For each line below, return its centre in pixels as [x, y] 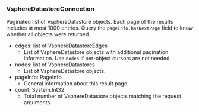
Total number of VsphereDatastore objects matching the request [102, 96]
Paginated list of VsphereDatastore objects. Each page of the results [90, 22]
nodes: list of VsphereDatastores [55, 65]
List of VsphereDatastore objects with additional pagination [96, 52]
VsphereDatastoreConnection [50, 9]
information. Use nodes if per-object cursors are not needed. [97, 59]
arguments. [37, 103]
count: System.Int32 [40, 90]
